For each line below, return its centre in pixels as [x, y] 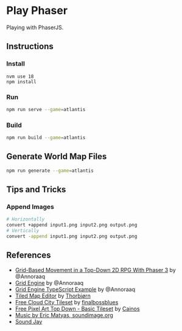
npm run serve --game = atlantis [46, 109]
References [29, 255]
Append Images [30, 206]
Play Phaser [37, 11]
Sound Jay [29, 321]
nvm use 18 [20, 77]
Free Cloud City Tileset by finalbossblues [67, 302]
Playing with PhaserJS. [35, 27]
